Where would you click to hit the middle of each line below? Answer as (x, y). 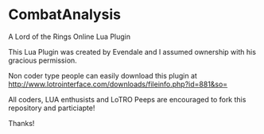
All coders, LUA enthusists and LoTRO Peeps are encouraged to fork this (127, 99)
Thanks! (21, 123)
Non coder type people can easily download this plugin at (103, 75)
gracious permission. (43, 60)
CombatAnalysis (65, 15)
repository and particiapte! (52, 108)
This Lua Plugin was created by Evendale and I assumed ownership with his (132, 52)
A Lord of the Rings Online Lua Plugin (70, 36)
